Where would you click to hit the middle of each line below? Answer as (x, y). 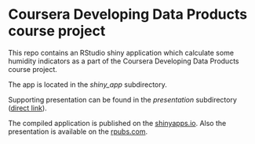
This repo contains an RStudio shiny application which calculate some (121, 52)
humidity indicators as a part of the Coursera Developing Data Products (124, 61)
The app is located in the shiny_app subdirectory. (87, 85)
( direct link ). (27, 108)
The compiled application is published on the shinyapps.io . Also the (117, 123)
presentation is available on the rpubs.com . (78, 131)
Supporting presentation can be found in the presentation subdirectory (123, 99)
